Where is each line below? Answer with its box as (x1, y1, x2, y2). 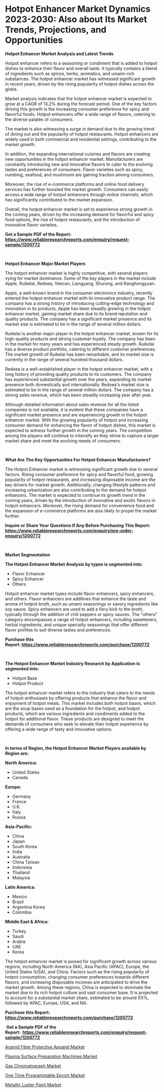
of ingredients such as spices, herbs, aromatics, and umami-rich (5, 70, 135, 76)
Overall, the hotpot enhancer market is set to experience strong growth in (5, 206, 153, 212)
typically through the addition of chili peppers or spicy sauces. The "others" (5, 611, 158, 617)
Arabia (12, 939, 26, 944)
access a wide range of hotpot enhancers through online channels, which (5, 192, 153, 197)
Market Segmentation (5, 551, 50, 558)
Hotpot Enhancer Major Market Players (5, 261, 86, 266)
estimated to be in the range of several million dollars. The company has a (5, 387, 154, 393)
